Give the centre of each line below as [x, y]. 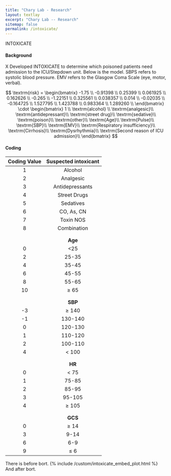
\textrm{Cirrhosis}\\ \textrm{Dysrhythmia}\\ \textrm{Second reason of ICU [86, 131]
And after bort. [21, 469]
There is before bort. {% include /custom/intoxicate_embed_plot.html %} [82, 463]
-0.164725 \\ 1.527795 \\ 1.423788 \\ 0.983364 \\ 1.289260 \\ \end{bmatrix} [86, 104]
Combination [73, 228]
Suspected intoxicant [73, 161]
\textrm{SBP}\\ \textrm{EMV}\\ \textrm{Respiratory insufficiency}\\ [86, 125]
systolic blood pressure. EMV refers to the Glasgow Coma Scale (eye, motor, [86, 78]
